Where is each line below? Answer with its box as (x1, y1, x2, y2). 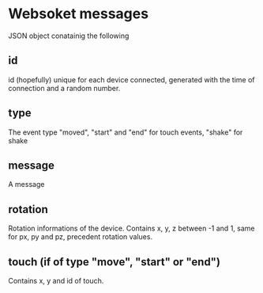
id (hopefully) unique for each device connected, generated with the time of (8, 74, 255, 84)
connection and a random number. (8, 83, 121, 93)
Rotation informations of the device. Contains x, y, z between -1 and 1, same (8, 223, 255, 234)
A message (8, 180, 45, 189)
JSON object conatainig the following (8, 31, 130, 40)
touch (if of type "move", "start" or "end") (8, 255, 221, 268)
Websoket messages (8, 5, 148, 23)
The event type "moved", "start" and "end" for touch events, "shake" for (8, 127, 243, 137)
